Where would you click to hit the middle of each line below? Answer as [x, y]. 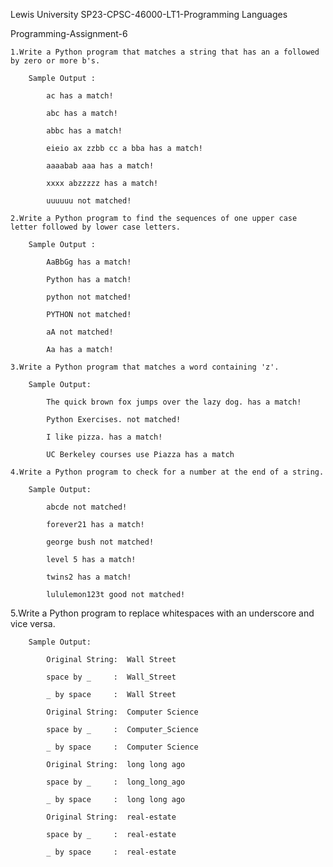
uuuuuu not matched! [89, 201]
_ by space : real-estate [111, 852]
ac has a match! [80, 96]
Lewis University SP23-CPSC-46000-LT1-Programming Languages [149, 14]
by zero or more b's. [55, 61]
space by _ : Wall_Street [111, 677]
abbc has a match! [84, 131]
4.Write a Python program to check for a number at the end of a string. [167, 472]
